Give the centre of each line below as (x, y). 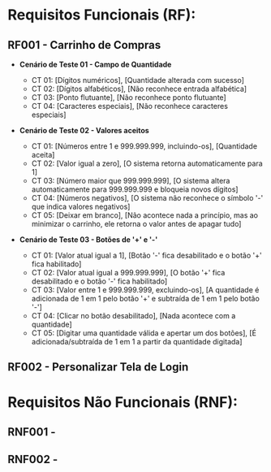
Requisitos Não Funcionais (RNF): (123, 402)
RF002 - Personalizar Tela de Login (98, 367)
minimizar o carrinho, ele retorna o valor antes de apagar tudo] (136, 224)
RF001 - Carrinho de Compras (84, 45)
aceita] (43, 155)
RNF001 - (32, 432)
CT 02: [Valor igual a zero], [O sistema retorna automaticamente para (147, 163)
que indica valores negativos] (81, 206)
